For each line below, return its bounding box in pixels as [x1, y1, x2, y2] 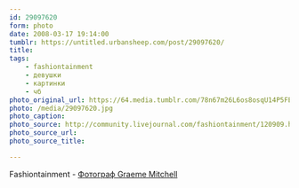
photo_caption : [9, 112, 66, 121]
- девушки [25, 71, 62, 80]
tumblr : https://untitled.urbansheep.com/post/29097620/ [9, 37, 225, 47]
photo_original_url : [9, 95, 86, 105]
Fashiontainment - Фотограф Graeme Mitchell [9, 168, 178, 179]
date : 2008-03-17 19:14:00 [9, 29, 109, 38]
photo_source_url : [9, 129, 77, 137]
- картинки [25, 79, 66, 88]
